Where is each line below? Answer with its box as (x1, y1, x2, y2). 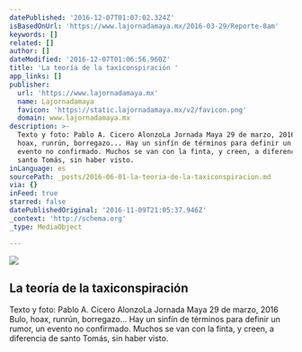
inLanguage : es (9, 164, 67, 173)
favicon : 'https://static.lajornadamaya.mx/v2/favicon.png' (17, 105, 247, 114)
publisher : (9, 80, 50, 89)
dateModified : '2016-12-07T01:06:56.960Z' (9, 55, 171, 64)
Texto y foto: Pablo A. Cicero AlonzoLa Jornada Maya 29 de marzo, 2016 (9, 304, 279, 315)
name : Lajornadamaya (17, 96, 94, 106)
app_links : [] (9, 72, 63, 81)
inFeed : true (9, 189, 58, 198)
